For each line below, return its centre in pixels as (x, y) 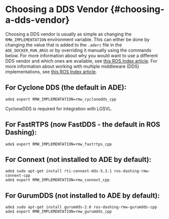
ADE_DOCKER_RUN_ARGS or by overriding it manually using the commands (78, 50)
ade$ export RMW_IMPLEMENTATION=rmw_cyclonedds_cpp (61, 99)
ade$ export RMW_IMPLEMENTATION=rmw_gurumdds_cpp (59, 212)
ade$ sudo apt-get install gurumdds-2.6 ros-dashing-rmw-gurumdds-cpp (81, 207)
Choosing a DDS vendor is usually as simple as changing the (68, 34)
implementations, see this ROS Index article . (51, 71)
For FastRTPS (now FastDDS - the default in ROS (83, 125)
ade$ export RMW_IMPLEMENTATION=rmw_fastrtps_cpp (59, 144)
